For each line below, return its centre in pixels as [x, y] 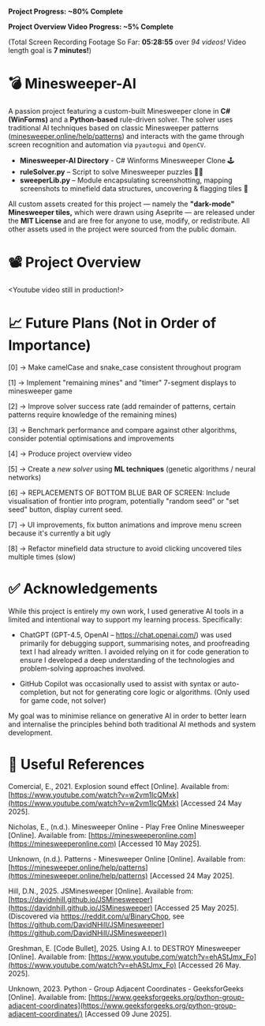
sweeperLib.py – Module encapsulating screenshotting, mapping [126, 180]
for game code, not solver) [63, 700]
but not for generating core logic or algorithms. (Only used [155, 692]
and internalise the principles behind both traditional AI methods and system [132, 724]
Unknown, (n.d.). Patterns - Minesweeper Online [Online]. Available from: [127, 859]
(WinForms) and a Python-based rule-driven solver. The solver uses [121, 119]
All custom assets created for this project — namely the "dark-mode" [121, 204]
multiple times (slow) [42, 557]
